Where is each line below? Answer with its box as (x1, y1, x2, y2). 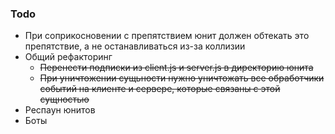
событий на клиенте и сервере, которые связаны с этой (39, 83, 281, 95)
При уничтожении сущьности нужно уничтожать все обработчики (39, 72, 325, 84)
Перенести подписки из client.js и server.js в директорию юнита (39, 62, 314, 74)
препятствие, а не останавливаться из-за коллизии (24, 40, 246, 52)
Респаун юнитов (24, 104, 96, 116)
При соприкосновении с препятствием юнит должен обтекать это (24, 30, 310, 42)
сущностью (39, 93, 90, 106)
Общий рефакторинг (24, 51, 113, 63)
